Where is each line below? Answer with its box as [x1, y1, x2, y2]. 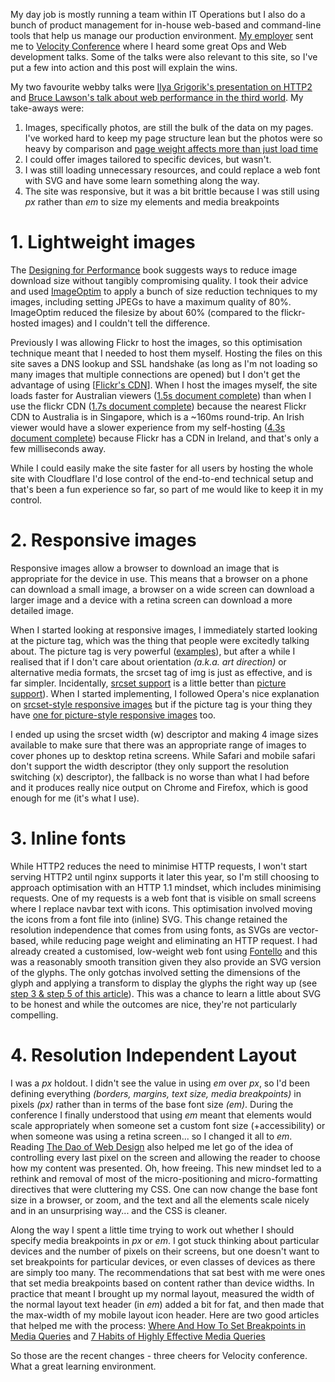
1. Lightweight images [10, 231, 196, 254]
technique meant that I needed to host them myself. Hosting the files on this [10, 347, 323, 359]
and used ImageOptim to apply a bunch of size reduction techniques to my [10, 285, 318, 297]
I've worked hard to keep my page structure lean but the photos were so [24, 132, 323, 144]
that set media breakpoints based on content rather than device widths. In [10, 1277, 315, 1289]
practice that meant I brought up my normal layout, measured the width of [10, 1287, 315, 1299]
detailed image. [10, 604, 74, 616]
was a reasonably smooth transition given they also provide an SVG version [10, 955, 322, 968]
